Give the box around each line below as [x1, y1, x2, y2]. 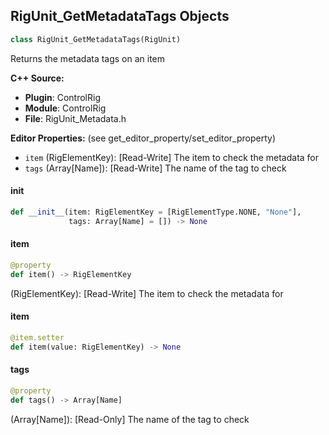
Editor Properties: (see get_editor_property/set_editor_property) [10, 132, 277, 144]
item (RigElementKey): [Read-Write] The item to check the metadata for [24, 151, 320, 163]
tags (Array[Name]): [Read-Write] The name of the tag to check [24, 162, 287, 174]
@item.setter [10, 332, 65, 343]
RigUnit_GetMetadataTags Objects [10, 8, 230, 25]
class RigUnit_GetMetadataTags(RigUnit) [10, 34, 182, 44]
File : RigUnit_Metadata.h [24, 112, 127, 124]
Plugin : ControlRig [24, 91, 101, 103]
